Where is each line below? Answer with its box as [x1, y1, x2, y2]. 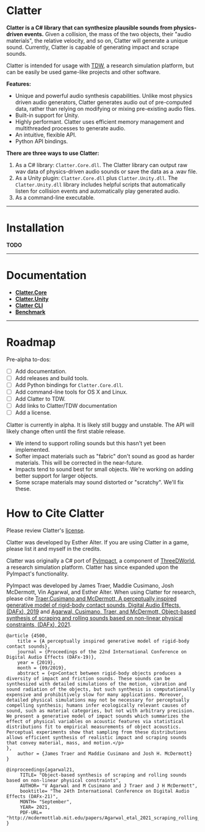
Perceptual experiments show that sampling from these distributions [6, 729, 187, 735]
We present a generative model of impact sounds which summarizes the [6, 713, 190, 719]
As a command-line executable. [15, 193, 96, 201]
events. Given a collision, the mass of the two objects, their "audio [24, 30, 192, 37]
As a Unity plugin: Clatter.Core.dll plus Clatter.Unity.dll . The [15, 174, 178, 181]
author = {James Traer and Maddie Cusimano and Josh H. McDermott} [17, 751, 192, 757]
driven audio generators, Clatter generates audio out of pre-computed [15, 99, 192, 106]
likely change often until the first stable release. [6, 428, 126, 435]
